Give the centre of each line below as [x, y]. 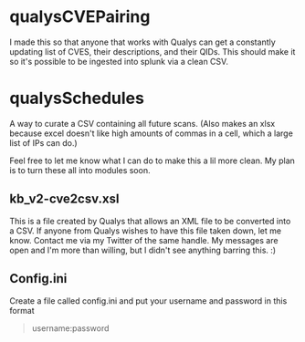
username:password [70, 328]
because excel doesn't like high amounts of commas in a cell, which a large [152, 133]
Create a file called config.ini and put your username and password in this [148, 301]
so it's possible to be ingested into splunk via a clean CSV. [119, 61]
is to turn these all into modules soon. [80, 170]
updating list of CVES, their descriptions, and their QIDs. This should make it [152, 51]
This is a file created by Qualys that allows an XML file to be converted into [150, 221]
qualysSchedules [77, 98]
